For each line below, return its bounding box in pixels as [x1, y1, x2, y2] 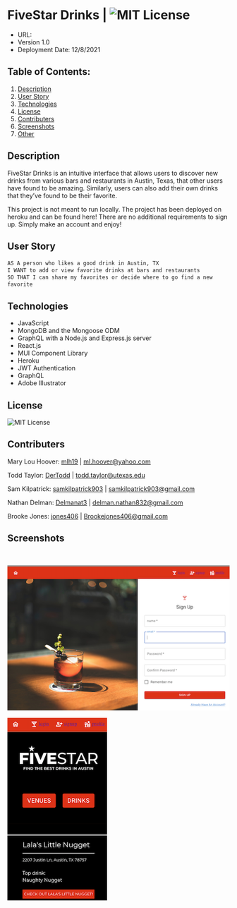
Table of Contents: [7, 66, 91, 78]
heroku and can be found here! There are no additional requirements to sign [7, 212, 228, 221]
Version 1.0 [17, 37, 50, 46]
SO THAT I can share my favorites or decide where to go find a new [7, 274, 213, 282]
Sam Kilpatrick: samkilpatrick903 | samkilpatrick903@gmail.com [7, 484, 195, 493]
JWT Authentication [17, 364, 76, 373]
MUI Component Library [17, 349, 88, 358]
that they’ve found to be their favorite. [7, 191, 118, 200]
